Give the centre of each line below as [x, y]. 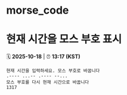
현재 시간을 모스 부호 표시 [64, 39]
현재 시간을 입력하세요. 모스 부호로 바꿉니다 [53, 71]
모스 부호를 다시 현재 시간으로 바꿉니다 [48, 83]
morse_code [38, 10]
